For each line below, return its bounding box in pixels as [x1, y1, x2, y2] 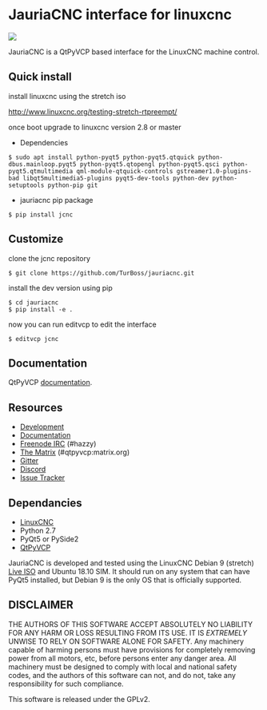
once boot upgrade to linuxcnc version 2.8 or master [8, 122, 181, 132]
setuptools [8, 181, 45, 189]
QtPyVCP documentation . [8, 378, 93, 387]
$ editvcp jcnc [8, 335, 59, 343]
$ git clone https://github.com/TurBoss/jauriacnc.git [8, 269, 195, 277]
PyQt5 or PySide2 [19, 534, 79, 544]
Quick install [8, 70, 72, 84]
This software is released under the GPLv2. [8, 694, 150, 704]
